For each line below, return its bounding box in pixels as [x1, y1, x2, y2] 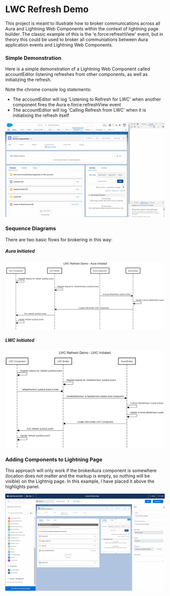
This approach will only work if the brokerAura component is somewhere [5, 467, 157, 474]
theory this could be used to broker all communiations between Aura [5, 36, 148, 42]
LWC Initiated [5, 337, 34, 343]
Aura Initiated [5, 248, 35, 254]
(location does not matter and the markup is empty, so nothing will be [5, 473, 150, 479]
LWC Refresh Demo [5, 4, 89, 15]
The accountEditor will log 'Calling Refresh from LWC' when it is [12, 107, 146, 113]
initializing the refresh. [5, 77, 52, 83]
